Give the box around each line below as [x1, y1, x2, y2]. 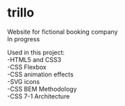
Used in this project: [7, 48, 65, 56]
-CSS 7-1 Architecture [7, 92, 70, 100]
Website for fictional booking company [7, 28, 118, 36]
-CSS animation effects [7, 70, 74, 78]
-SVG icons [7, 77, 40, 85]
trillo [7, 5, 35, 21]
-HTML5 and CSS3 [7, 55, 62, 63]
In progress [7, 34, 40, 43]
